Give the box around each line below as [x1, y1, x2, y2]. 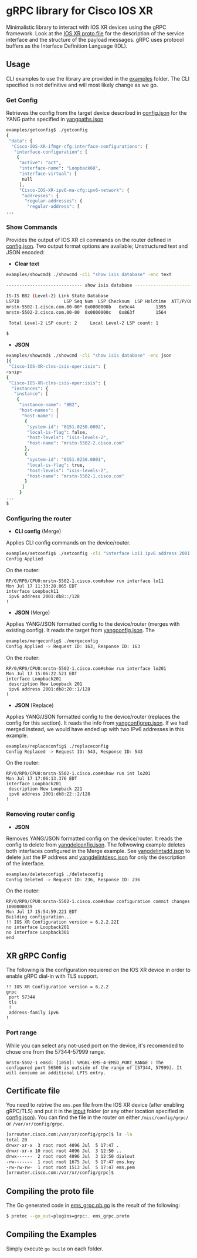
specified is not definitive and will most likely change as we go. [6, 81, 158, 88]
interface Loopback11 [6, 588, 59, 594]
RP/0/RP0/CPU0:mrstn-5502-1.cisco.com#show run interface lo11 [6, 578, 164, 584]
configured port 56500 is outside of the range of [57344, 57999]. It [6, 1064, 182, 1071]
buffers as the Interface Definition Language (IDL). [6, 42, 128, 49]
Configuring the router [6, 514, 72, 522]
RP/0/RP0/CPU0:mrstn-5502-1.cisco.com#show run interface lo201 [6, 665, 167, 672]
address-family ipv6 [8, 1010, 59, 1016]
